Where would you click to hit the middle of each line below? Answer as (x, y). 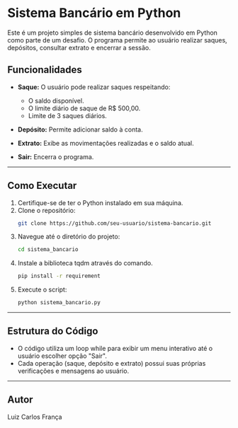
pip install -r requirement (59, 276)
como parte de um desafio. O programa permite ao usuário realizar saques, (118, 40)
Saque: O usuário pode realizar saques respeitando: (94, 87)
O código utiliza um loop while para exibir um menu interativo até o (115, 348)
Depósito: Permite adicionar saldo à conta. (80, 129)
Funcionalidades (45, 70)
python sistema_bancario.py (59, 303)
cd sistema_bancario (48, 250)
